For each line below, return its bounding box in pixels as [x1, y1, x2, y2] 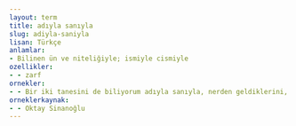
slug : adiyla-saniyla [9, 29, 90, 38]
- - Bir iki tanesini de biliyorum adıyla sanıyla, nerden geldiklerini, [9, 87, 289, 96]
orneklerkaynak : [9, 95, 69, 105]
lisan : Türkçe [9, 37, 62, 47]
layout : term [9, 12, 58, 22]
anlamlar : [9, 46, 46, 55]
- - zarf [9, 71, 42, 80]
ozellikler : [9, 63, 53, 72]
